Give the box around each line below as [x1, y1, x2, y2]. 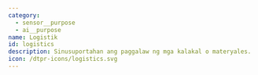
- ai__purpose [15, 26, 61, 34]
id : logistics [8, 41, 55, 48]
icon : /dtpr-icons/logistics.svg [8, 55, 118, 63]
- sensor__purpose [15, 19, 76, 27]
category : [8, 11, 41, 20]
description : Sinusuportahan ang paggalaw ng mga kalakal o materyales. [8, 48, 252, 55]
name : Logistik [8, 33, 58, 41]
